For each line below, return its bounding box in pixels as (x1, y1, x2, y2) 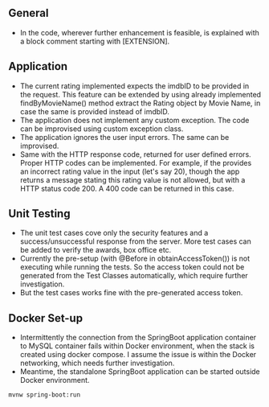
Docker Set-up (8, 311, 83, 325)
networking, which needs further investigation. (19, 358, 175, 368)
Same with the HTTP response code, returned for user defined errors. (19, 149, 251, 159)
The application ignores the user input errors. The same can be (19, 132, 230, 142)
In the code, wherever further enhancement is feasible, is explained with (19, 27, 259, 37)
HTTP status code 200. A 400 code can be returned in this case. (19, 183, 234, 193)
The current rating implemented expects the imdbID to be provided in (19, 80, 250, 91)
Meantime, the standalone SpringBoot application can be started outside (19, 367, 261, 376)
